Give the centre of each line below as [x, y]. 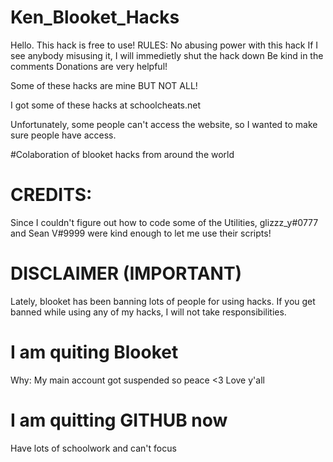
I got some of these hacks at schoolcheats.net [106, 105]
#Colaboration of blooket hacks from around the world [122, 154]
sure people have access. [63, 135]
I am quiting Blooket [94, 352]
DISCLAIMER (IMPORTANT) [126, 273]
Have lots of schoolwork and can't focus [93, 448]
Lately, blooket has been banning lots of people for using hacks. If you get [163, 301]
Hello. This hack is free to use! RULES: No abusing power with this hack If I [164, 45]
